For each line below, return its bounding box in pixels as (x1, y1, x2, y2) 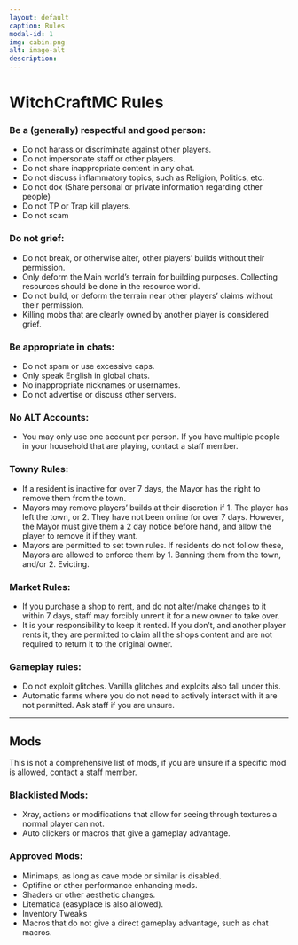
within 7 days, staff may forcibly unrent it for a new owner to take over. (21, 610, 280, 621)
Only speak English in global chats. (21, 370, 151, 382)
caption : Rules (9, 21, 66, 30)
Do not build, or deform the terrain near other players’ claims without (21, 290, 273, 301)
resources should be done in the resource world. (21, 280, 200, 291)
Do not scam (21, 210, 69, 221)
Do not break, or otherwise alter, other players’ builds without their (21, 252, 265, 263)
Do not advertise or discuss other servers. (21, 390, 176, 400)
